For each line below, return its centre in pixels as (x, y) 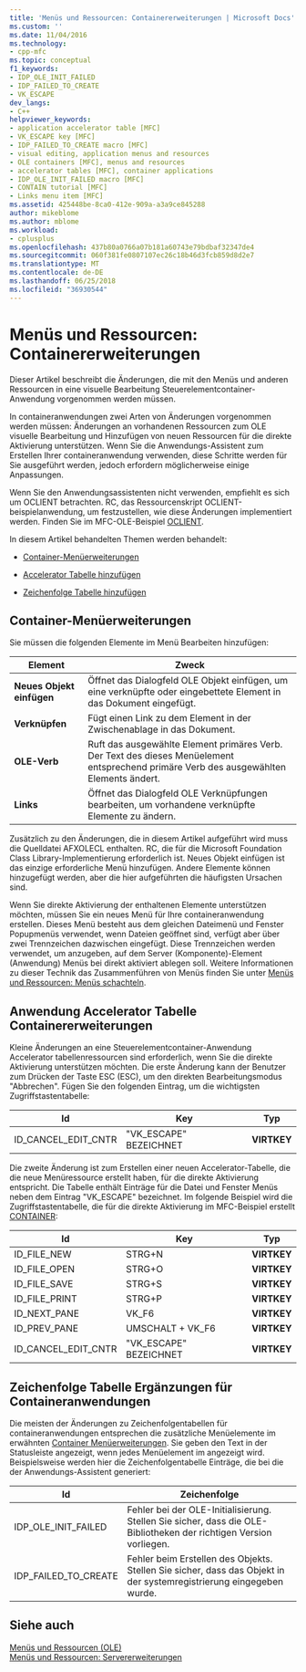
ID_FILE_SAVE (44, 1284)
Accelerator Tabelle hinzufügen (82, 574)
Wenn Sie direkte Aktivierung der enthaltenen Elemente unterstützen (138, 905)
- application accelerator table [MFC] (85, 129)
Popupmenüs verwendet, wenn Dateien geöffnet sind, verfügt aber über (145, 934)
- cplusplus (32, 238)
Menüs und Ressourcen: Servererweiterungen (96, 1656)
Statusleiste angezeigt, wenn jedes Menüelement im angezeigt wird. (138, 1453)
